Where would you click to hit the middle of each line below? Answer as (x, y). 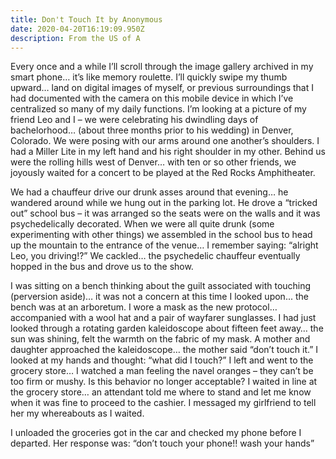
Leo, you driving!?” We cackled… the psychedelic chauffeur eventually (155, 256)
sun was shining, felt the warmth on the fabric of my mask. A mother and (160, 339)
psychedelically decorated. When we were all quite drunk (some (142, 224)
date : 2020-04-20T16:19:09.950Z (77, 29)
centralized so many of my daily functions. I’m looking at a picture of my (158, 109)
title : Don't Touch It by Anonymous (86, 19)
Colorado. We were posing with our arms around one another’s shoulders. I (165, 141)
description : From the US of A (75, 38)
